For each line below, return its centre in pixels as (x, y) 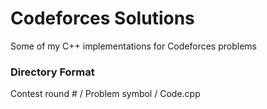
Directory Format (52, 72)
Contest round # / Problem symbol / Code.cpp (105, 94)
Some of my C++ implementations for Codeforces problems (133, 46)
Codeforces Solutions (102, 18)
